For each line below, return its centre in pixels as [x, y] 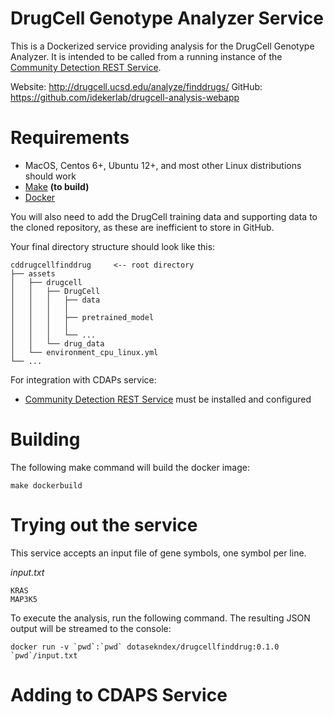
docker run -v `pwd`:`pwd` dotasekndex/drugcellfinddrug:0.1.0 [145, 647]
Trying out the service [104, 525]
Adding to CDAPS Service [119, 694]
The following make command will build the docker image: [130, 467]
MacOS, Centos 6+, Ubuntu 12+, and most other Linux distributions [163, 165]
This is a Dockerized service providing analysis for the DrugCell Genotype [162, 46]
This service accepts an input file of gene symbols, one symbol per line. [158, 553]
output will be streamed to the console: [91, 628]
